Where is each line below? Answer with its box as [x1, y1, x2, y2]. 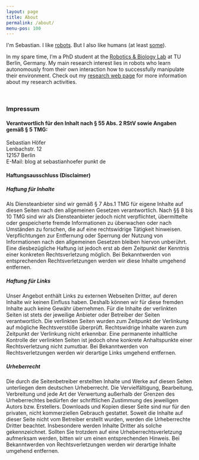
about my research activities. [6, 79, 77, 86]
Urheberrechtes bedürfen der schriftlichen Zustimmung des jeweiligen [6, 396, 179, 403]
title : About [6, 14, 39, 20]
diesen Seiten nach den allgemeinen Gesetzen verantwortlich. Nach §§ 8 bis [6, 206, 193, 214]
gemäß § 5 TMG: [6, 126, 48, 133]
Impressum [6, 105, 40, 113]
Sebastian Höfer [6, 139, 46, 146]
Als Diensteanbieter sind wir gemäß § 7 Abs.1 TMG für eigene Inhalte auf [6, 200, 184, 207]
